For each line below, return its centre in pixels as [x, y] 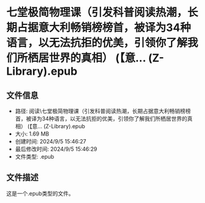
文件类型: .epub [35, 157]
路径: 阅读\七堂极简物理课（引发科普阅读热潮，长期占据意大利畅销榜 [100, 111]
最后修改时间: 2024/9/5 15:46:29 [56, 149]
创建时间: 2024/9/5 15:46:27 [50, 141]
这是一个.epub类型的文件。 [40, 193]
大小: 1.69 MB [32, 134]
